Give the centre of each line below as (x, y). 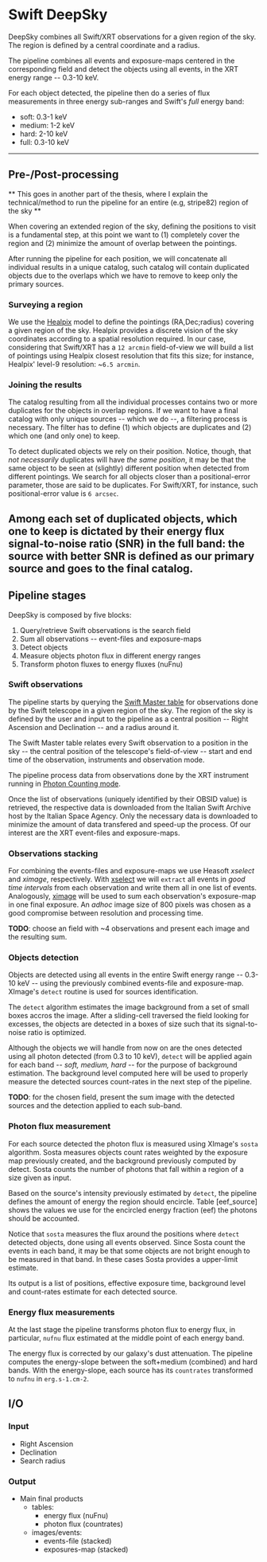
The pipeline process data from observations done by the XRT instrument (128, 775)
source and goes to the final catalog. (101, 568)
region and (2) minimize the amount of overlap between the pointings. (122, 243)
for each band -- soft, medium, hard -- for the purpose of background (123, 1065)
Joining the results (45, 385)
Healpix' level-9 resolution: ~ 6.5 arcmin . (74, 365)
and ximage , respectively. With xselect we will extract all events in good (127, 879)
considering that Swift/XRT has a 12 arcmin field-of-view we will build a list (131, 347)
